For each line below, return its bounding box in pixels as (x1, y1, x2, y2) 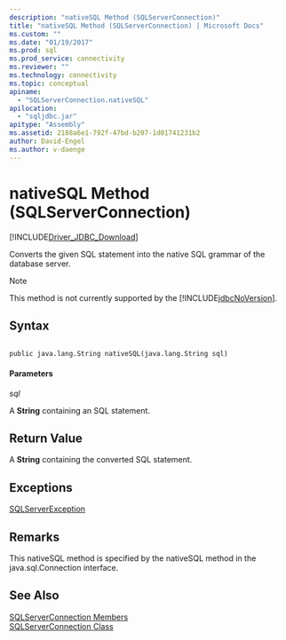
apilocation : (9, 104, 58, 113)
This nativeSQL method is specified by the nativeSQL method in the (9, 553, 257, 564)
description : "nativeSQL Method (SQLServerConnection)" (9, 12, 220, 22)
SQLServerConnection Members (9, 612, 129, 622)
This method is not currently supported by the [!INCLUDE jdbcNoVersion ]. (9, 292, 278, 303)
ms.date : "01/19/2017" (9, 37, 93, 47)
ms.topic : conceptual (9, 79, 90, 88)
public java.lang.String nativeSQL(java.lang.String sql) (9, 350, 228, 359)
